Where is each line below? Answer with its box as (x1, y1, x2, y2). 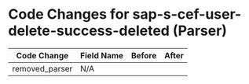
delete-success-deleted (8, 22, 170, 40)
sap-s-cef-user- (132, 5, 242, 23)
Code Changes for (8, 5, 130, 23)
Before (130, 50, 157, 61)
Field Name (79, 50, 124, 61)
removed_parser (12, 63, 73, 74)
